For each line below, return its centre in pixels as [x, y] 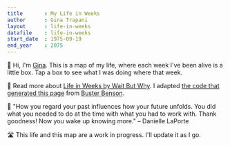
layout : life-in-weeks [49, 26]
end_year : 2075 [35, 45]
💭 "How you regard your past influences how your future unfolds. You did [112, 106]
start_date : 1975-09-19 [44, 39]
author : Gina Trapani [48, 20]
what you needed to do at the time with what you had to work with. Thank [112, 114]
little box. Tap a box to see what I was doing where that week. [95, 72]
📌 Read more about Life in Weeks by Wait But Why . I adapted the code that [113, 86]
